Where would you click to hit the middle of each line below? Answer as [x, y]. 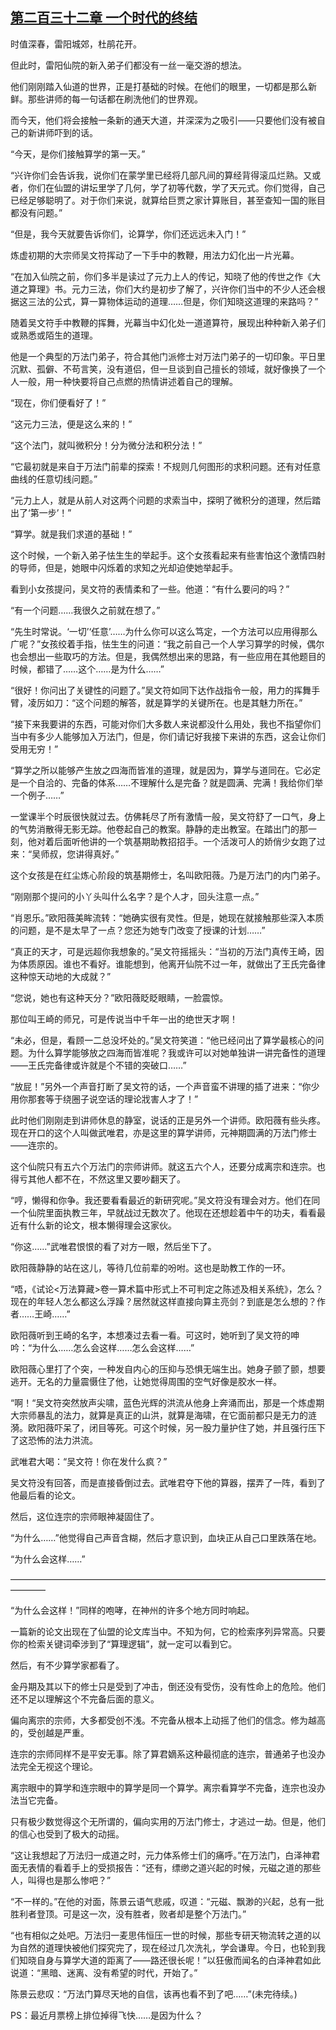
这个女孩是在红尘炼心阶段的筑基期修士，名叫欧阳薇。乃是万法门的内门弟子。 [168, 875]
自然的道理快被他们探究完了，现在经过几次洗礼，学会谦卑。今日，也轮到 [167, 1947]
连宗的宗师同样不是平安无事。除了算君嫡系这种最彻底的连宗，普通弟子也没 [163, 1754]
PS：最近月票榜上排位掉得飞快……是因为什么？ [107, 2015]
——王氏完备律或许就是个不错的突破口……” [98, 1065]
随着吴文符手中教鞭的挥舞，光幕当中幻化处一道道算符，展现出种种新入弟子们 [168, 322]
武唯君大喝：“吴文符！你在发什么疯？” [89, 1461]
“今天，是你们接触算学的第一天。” [78, 154]
